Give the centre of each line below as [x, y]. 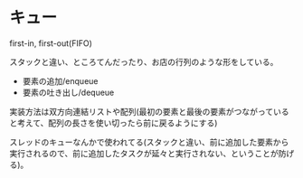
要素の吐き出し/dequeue [68, 92]
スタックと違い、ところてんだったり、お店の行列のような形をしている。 [144, 61]
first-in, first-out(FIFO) [51, 43]
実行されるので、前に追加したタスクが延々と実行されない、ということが [144, 153]
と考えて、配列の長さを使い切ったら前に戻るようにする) [114, 123]
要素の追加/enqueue [60, 80]
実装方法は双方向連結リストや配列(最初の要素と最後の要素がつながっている [149, 111]
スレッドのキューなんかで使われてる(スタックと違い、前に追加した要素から [149, 142]
